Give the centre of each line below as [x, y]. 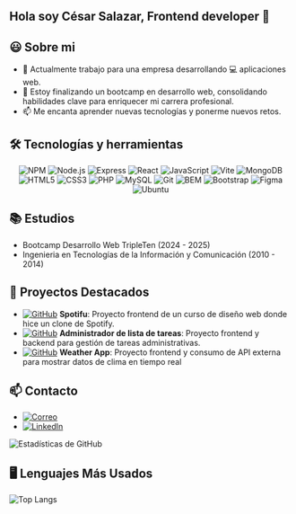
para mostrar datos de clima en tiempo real [102, 361]
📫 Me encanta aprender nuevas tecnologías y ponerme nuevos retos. [152, 111]
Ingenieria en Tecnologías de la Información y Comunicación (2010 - [148, 254]
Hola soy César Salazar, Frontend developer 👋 [140, 17]
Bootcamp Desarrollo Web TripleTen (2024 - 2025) [116, 244]
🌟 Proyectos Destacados [79, 292]
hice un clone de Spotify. [68, 323]
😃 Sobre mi [43, 47]
